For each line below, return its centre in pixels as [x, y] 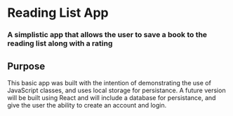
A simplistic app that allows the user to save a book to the [107, 35]
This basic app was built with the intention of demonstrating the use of [109, 82]
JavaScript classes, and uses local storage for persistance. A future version [116, 90]
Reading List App [58, 13]
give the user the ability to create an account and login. [87, 105]
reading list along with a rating [60, 43]
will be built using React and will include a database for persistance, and [112, 97]
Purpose [26, 66]
